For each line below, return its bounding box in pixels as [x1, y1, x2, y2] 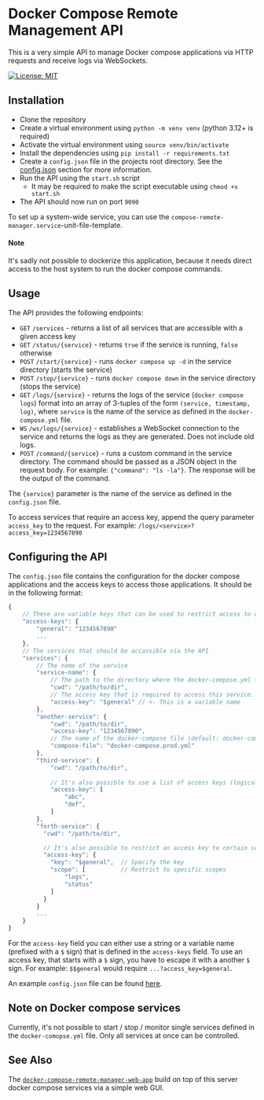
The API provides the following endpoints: [8, 307, 144, 317]
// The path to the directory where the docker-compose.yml [49, 676, 251, 684]
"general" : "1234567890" [36, 625, 118, 633]
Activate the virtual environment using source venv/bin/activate [19, 139, 229, 149]
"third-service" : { [36, 756, 101, 764]
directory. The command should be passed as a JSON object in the [19, 457, 237, 466]
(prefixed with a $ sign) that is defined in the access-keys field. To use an [8, 947, 243, 956]
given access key [19, 331, 76, 340]
